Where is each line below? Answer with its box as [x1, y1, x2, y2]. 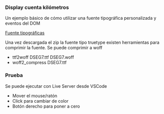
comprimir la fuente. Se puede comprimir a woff [5, 45, 102, 51]
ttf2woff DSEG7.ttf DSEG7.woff [12, 54, 74, 60]
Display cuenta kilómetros [5, 4, 69, 11]
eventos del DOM [5, 20, 40, 26]
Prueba [5, 72, 23, 79]
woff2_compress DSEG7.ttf [12, 60, 67, 66]
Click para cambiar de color [12, 98, 69, 104]
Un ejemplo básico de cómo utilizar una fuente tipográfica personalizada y [5, 15, 157, 21]
